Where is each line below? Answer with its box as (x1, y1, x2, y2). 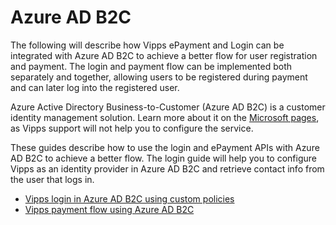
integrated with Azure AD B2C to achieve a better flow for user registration (10, 49, 318, 61)
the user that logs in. (10, 173, 95, 185)
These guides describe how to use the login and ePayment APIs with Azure (10, 141, 320, 153)
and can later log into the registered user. (10, 81, 180, 93)
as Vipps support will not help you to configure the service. (10, 122, 254, 134)
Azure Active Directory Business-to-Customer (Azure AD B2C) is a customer (10, 101, 326, 113)
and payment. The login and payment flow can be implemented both (10, 60, 293, 72)
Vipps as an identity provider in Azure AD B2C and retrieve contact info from (10, 162, 325, 175)
